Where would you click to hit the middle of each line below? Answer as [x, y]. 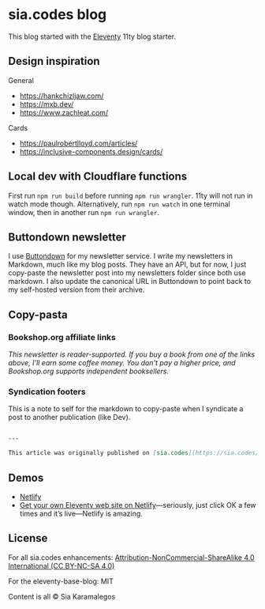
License [28, 538]
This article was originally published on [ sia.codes [99, 453]
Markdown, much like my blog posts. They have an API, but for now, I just [127, 265]
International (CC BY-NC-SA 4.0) [62, 565]
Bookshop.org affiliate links [62, 337]
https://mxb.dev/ [47, 104]
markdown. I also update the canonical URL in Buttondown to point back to [129, 282]
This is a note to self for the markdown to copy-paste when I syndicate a [126, 409]
